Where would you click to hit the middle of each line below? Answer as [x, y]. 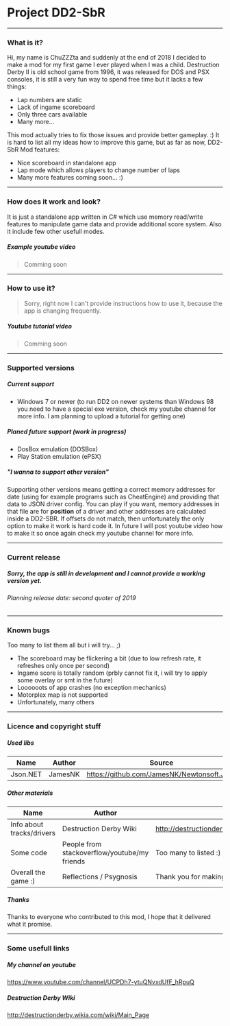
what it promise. [30, 924]
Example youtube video [41, 247]
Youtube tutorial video [40, 326]
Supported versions [41, 368]
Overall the [28, 872]
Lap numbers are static [50, 100]
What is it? [25, 43]
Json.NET [26, 774]
